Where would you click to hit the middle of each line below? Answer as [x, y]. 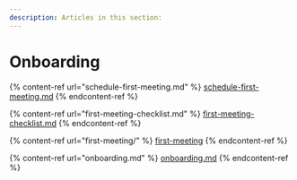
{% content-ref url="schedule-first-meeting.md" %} [105, 87]
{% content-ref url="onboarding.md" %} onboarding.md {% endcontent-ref [149, 158]
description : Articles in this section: [86, 17]
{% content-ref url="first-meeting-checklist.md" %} [105, 114]
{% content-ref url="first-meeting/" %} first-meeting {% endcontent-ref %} [149, 141]
